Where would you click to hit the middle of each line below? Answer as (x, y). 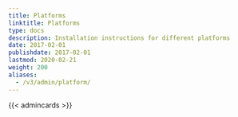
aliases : (23, 75)
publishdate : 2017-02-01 (50, 53)
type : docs (26, 30)
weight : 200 (28, 68)
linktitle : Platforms (44, 23)
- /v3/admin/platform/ (53, 82)
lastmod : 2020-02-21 (43, 60)
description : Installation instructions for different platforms (119, 38)
